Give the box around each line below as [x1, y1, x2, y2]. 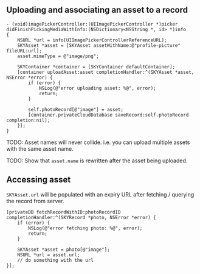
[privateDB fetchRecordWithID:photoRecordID [6, 209, 121, 215]
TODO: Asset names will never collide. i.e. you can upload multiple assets [6, 139, 190, 146]
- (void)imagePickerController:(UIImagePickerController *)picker [6, 21, 178, 27]
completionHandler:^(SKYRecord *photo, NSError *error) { [6, 214, 156, 220]
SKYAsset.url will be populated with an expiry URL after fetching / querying [6, 190, 195, 198]
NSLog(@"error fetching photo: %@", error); [28, 225, 143, 231]
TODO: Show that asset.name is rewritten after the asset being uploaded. [6, 157, 188, 164]
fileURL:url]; [6, 48, 43, 54]
